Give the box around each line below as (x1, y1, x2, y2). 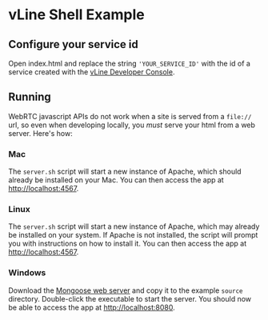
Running (8, 90, 52, 104)
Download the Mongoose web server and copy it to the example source (8, 286, 243, 295)
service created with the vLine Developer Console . (8, 67, 175, 77)
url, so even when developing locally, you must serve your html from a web (8, 120, 256, 130)
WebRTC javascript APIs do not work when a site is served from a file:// (8, 111, 252, 121)
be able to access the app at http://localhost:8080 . (8, 302, 176, 312)
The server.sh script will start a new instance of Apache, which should (8, 166, 242, 177)
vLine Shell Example (8, 6, 146, 24)
